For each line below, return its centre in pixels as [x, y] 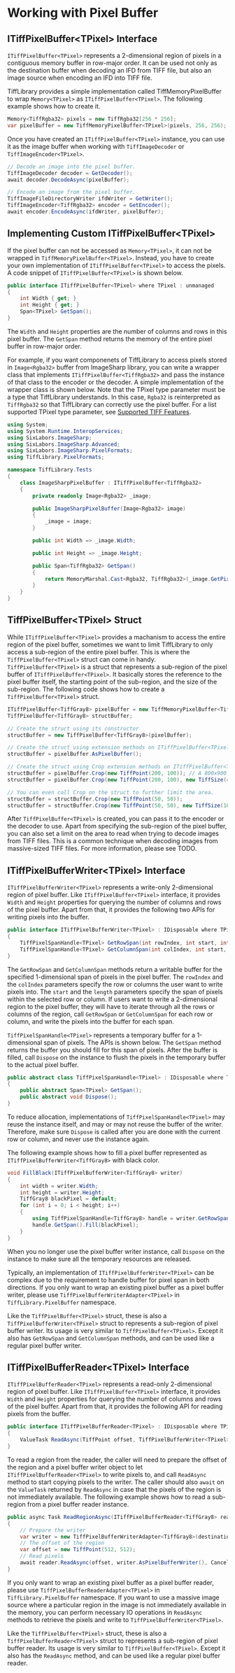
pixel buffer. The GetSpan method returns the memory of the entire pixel [110, 339]
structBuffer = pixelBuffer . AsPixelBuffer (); [74, 754]
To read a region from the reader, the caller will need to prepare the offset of [117, 1460]
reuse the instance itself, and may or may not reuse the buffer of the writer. [115, 1124]
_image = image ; [68, 522]
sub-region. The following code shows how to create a [86, 689]
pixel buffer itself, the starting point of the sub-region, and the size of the [112, 682]
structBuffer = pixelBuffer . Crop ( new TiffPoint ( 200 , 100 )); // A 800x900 [117, 773]
